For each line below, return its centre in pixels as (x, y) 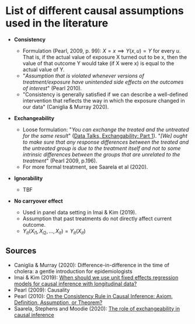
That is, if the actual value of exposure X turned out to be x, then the (105, 57)
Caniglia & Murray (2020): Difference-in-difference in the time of (92, 265)
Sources (21, 251)
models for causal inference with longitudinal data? (75, 284)
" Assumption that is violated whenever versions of (83, 76)
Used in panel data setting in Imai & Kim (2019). (79, 212)
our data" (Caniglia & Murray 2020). (66, 107)
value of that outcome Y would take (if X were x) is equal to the (98, 63)
